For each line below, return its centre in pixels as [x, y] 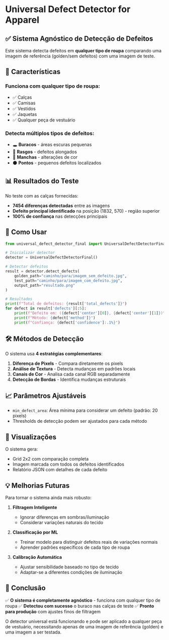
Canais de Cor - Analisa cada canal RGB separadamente [71, 374]
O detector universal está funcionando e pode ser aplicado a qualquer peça [83, 621]
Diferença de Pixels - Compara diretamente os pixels [68, 363]
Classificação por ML [35, 532]
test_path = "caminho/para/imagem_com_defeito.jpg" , [68, 281]
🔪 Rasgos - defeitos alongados [45, 152]
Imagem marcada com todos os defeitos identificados [68, 464]
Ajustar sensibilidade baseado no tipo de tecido [69, 567]
